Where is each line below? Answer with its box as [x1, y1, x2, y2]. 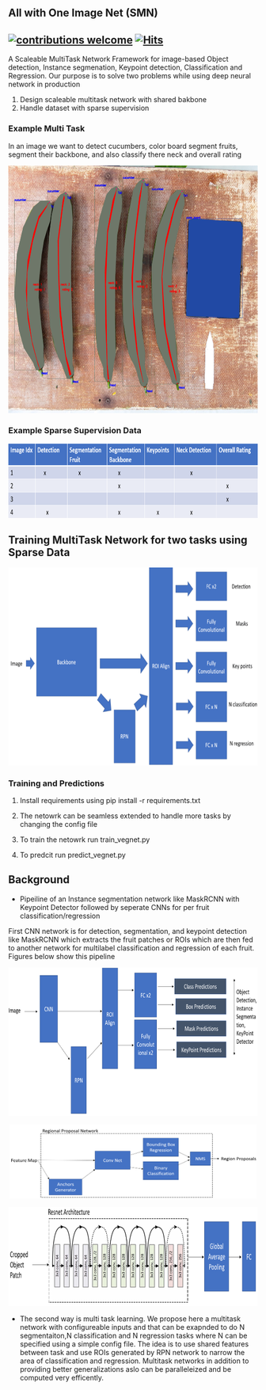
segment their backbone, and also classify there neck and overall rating [8, 150, 242, 159]
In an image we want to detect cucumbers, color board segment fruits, [8, 141, 238, 150]
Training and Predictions [8, 778, 105, 789]
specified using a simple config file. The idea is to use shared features [19, 1339, 249, 1349]
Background [8, 873, 70, 886]
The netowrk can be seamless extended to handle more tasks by [19, 811, 231, 821]
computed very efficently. [19, 1373, 104, 1382]
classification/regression [19, 911, 101, 920]
